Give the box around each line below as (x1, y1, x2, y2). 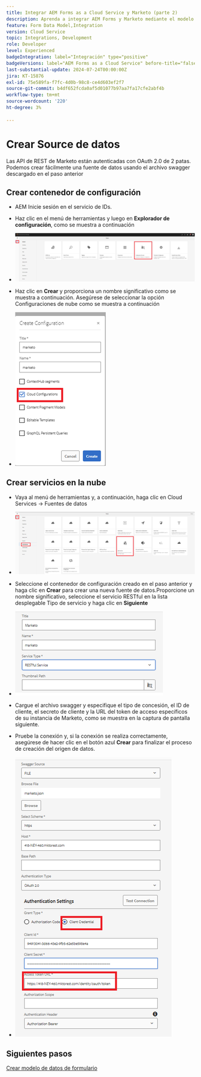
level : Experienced (6, 48, 55, 54)
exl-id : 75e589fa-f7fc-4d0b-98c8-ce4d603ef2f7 (6, 79, 124, 85)
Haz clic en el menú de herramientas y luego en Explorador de (14, 215, 170, 222)
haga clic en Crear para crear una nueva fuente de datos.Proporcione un (14, 586, 194, 594)
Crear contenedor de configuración (6, 187, 141, 197)
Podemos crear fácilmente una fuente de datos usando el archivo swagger (6, 164, 190, 171)
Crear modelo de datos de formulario (6, 1064, 98, 1072)
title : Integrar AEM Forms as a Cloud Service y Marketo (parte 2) (6, 10, 178, 16)
